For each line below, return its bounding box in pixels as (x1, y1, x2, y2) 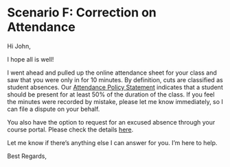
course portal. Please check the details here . (7, 125, 134, 133)
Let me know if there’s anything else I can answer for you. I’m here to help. (7, 138, 218, 146)
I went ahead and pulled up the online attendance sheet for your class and (7, 68, 218, 77)
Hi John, (7, 42, 31, 50)
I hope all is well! (7, 55, 54, 63)
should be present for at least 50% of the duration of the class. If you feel (7, 90, 215, 99)
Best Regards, (7, 152, 47, 160)
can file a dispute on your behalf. (7, 105, 100, 113)
